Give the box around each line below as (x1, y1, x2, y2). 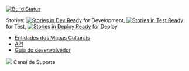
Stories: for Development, (6, 17, 125, 23)
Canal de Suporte (13, 59, 56, 65)
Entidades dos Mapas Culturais (14, 34, 90, 41)
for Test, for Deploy (6, 23, 118, 30)
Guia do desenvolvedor (14, 47, 71, 54)
